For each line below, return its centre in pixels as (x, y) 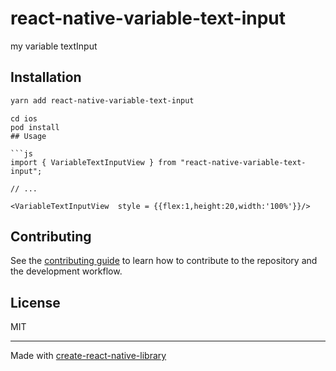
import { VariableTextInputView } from (93, 162)
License (35, 302)
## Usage (28, 136)
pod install (35, 127)
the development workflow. (66, 271)
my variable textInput (54, 46)
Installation (46, 77)
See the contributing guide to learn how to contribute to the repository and (164, 261)
